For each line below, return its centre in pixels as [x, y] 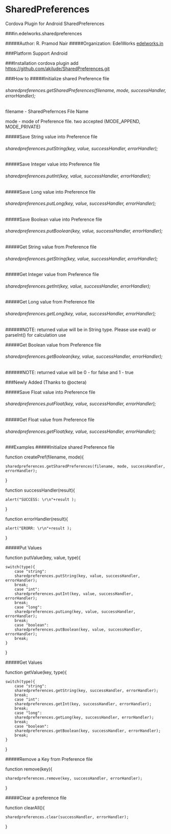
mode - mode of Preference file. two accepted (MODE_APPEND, [73, 122]
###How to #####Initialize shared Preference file [57, 78]
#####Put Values [24, 548]
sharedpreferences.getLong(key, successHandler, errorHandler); [84, 717]
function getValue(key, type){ [36, 673]
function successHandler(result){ [40, 490]
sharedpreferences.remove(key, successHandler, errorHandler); [74, 779]
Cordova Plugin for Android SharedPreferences [55, 24]
